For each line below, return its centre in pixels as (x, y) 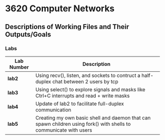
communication (53, 110)
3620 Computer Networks (60, 9)
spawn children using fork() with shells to (83, 124)
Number (19, 67)
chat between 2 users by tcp (85, 82)
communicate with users (64, 130)
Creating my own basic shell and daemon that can (93, 117)
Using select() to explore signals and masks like (90, 89)
